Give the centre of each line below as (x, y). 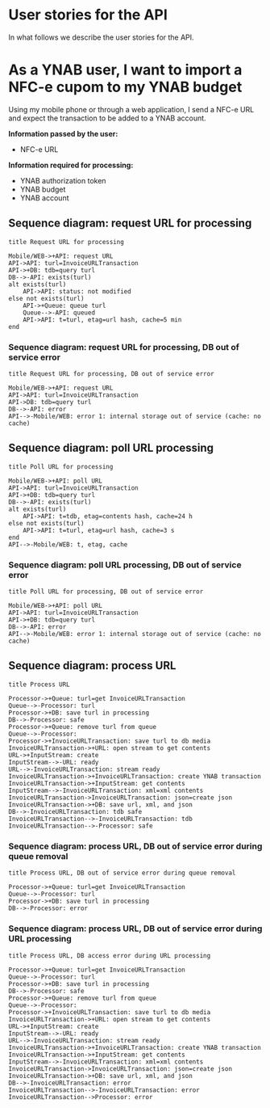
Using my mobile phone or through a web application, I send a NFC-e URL (131, 109)
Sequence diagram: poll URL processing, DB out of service (125, 565)
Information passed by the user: (63, 133)
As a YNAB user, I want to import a (125, 70)
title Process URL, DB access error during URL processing (110, 955)
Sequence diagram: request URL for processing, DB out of (124, 347)
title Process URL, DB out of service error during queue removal (122, 873)
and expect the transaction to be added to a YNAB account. (108, 118)
